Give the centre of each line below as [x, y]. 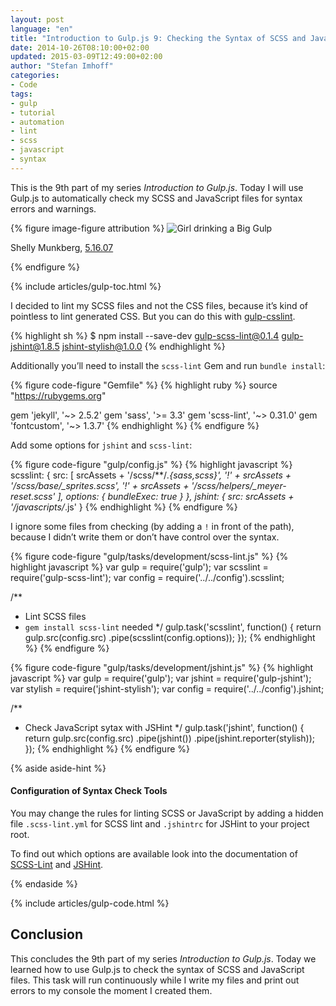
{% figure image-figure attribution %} [87, 228]
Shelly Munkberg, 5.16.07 [62, 247]
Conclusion [47, 934]
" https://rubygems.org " [58, 395]
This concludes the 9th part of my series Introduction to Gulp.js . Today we [163, 958]
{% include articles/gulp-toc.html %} [86, 286]
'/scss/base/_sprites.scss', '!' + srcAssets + [100, 485]
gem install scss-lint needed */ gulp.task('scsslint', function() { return [173, 627]
